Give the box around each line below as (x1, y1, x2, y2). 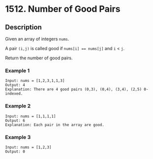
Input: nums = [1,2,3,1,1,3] (5, 79, 65, 83)
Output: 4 (5, 82, 26, 88)
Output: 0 (5, 149, 26, 154)
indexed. (5, 91, 23, 96)
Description (5, 23, 42, 31)
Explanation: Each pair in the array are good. (5, 122, 105, 127)
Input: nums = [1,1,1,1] (5, 114, 56, 119)
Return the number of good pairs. (5, 55, 73, 61)
